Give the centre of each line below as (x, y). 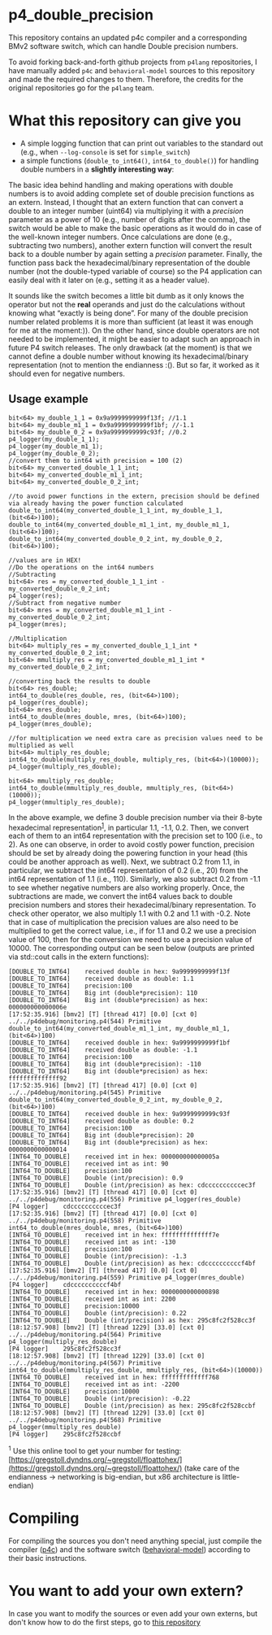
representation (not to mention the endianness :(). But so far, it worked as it (134, 364)
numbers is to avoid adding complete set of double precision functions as (132, 194)
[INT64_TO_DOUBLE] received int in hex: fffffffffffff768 (114, 1378)
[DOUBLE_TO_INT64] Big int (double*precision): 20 (101, 1136)
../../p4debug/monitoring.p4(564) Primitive (85, 1335)
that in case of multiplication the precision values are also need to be (123, 922)
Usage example (49, 399)
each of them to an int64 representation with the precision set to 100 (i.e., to (136, 836)
